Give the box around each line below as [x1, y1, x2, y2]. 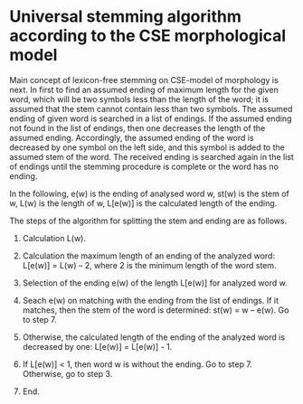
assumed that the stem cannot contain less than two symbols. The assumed [9, 103, 293, 114]
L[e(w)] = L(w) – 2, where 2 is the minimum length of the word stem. [22, 259, 278, 270]
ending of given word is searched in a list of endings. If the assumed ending [9, 113, 292, 124]
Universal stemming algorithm [9, 6, 241, 27]
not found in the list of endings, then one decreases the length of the [9, 122, 266, 133]
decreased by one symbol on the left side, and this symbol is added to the [9, 142, 285, 153]
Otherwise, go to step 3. [22, 368, 113, 379]
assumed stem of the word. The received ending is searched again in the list [9, 151, 294, 162]
